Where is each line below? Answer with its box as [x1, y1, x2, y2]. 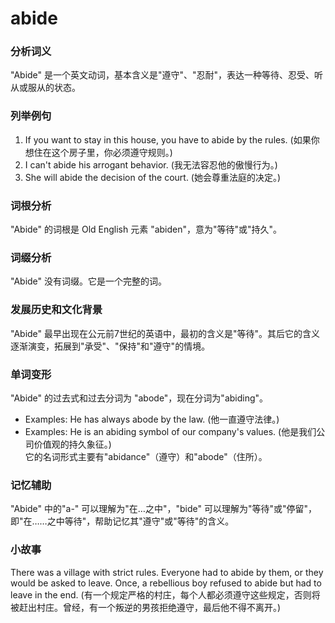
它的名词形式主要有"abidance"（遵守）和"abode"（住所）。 [24, 450, 268, 462]
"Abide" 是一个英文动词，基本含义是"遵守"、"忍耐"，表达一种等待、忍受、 [10, 69, 315, 81]
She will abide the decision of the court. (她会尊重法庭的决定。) [24, 171, 282, 183]
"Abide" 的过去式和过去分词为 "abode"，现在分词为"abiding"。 [10, 392, 269, 404]
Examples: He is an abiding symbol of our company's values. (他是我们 [24, 425, 317, 437]
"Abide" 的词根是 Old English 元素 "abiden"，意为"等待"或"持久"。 [10, 223, 283, 236]
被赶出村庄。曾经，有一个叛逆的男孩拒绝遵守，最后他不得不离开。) [10, 601, 282, 613]
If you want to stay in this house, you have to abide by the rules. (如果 [24, 133, 312, 146]
